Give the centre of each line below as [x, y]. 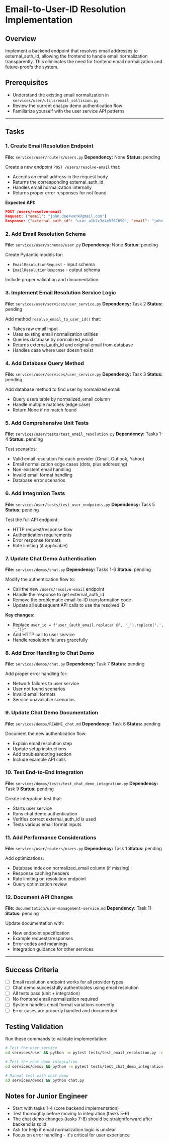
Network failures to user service [46, 684]
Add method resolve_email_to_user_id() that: [53, 319]
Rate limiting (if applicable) [40, 545]
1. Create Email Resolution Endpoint [50, 146]
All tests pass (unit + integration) [46, 994]
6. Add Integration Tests [35, 493]
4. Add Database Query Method [45, 363]
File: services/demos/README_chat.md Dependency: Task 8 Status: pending [83, 723]
